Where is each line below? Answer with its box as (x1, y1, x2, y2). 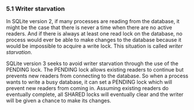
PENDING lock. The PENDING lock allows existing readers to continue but (6, 66, 184, 73)
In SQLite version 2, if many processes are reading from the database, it (6, 18, 180, 25)
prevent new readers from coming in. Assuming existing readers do (6, 85, 169, 92)
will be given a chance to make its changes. (6, 97, 111, 104)
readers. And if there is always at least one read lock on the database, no (6, 30, 183, 37)
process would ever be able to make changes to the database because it (6, 37, 182, 44)
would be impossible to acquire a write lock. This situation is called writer (6, 42, 183, 49)
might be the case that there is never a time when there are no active (6, 24, 172, 31)
